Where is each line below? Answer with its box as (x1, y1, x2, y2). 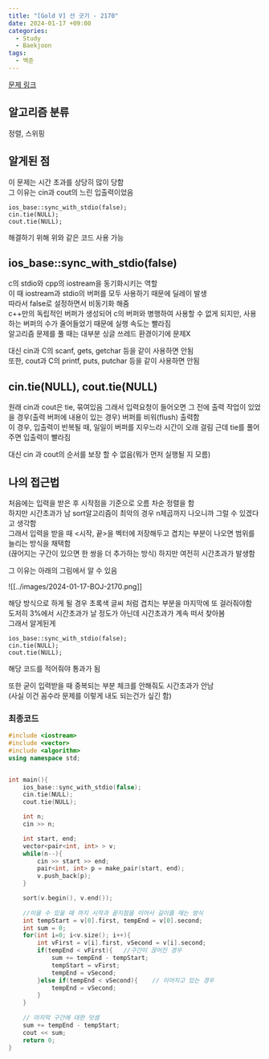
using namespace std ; (8, 754, 81, 762)
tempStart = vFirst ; (51, 961, 120, 970)
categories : (8, 27, 48, 35)
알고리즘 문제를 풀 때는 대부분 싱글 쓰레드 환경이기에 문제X (8, 329, 191, 339)
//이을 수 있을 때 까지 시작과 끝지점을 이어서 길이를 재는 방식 (22, 909, 204, 917)
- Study (15, 34, 42, 43)
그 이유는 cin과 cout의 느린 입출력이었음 (8, 187, 134, 197)
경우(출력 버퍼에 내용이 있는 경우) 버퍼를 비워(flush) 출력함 (16, 412, 200, 422)
